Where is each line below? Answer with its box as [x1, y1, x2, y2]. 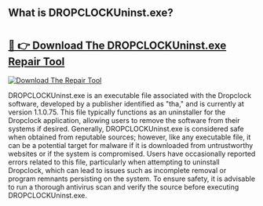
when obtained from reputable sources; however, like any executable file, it [8, 132, 251, 142]
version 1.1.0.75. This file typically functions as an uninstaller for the [8, 107, 226, 117]
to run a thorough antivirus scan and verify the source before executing [8, 183, 239, 191]
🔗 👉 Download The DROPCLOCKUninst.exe [8, 38, 227, 52]
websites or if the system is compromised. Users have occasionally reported [8, 149, 256, 158]
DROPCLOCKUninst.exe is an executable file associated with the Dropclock [8, 91, 252, 100]
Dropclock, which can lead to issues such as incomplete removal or [8, 166, 227, 175]
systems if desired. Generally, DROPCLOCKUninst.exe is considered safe [8, 125, 245, 133]
